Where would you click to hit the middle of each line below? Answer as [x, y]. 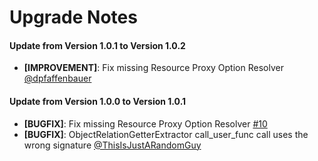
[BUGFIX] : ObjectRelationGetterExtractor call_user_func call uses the [166, 134]
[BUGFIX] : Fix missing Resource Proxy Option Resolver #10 [145, 123]
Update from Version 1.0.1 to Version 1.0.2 [97, 45]
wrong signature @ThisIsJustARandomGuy [112, 145]
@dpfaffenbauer [57, 78]
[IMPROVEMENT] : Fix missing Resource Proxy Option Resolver [153, 68]
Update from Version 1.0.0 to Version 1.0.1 [98, 101]
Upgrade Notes [73, 17]
